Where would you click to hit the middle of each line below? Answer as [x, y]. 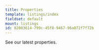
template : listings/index [32, 14]
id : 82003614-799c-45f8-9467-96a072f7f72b [49, 28]
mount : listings [22, 24]
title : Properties [24, 10]
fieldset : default [24, 19]
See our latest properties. [31, 42]
